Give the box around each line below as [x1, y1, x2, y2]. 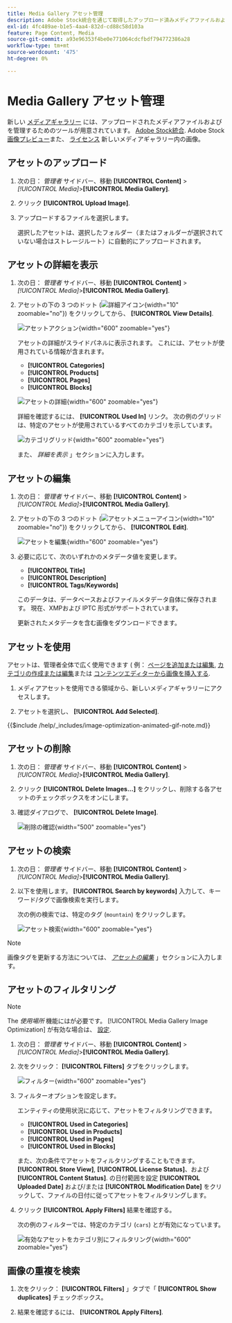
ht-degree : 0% [7, 55, 48, 62]
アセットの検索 [7, 845, 71, 857]
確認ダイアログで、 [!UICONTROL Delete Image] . [17, 808, 159, 816]
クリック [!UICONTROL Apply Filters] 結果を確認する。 [17, 1206, 176, 1214]
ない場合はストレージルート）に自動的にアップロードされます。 [23, 237, 206, 245]
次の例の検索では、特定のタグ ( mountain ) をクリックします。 [17, 910, 189, 918]
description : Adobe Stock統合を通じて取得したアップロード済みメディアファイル [7, 17, 216, 24]
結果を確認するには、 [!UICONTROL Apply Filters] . [17, 1308, 164, 1316]
